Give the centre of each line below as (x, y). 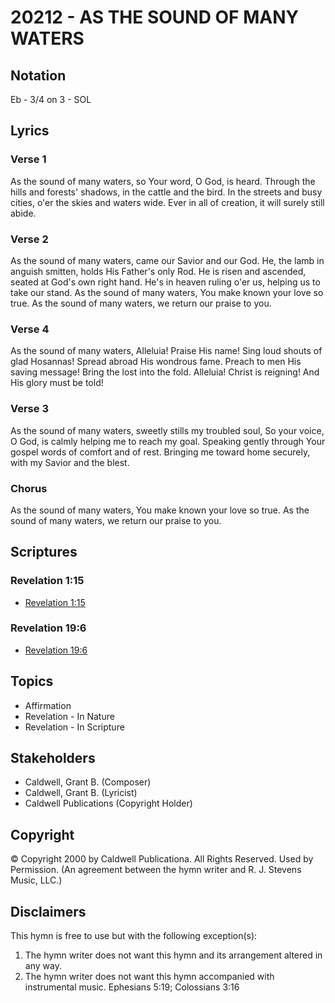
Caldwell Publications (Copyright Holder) (108, 803)
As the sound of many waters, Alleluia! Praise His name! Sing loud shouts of (166, 351)
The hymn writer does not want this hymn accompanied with (149, 977)
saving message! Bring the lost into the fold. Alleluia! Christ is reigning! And (165, 372)
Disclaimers (48, 911)
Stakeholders (53, 758)
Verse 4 (30, 329)
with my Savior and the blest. (70, 462)
